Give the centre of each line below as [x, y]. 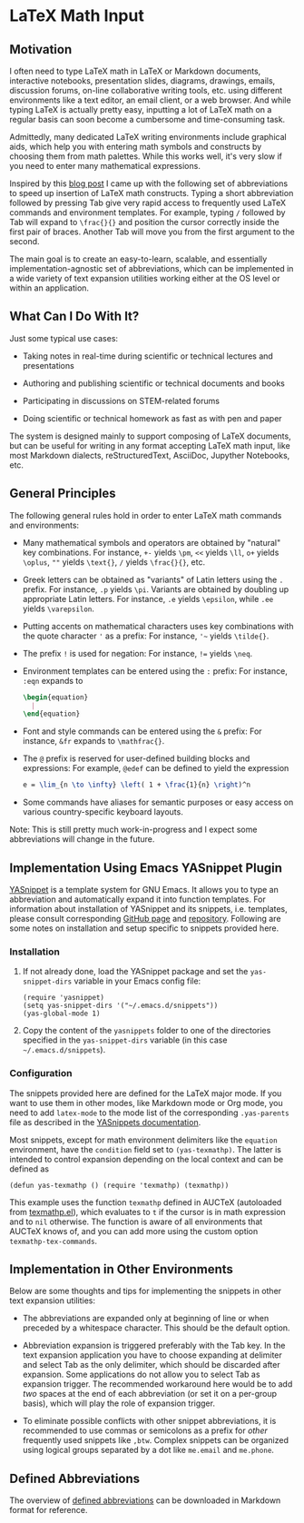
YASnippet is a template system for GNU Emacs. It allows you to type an [144, 889]
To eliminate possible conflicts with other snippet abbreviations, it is [149, 1421]
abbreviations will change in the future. [82, 839]
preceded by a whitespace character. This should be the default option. [156, 1328]
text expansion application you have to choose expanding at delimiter [152, 1355]
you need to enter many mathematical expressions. [105, 166]
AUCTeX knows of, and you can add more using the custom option [134, 1231]
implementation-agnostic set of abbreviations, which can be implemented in [152, 268]
